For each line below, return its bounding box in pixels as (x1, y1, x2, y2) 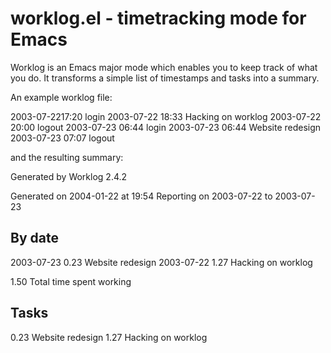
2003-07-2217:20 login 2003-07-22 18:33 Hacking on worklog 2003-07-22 (10, 110, 322, 122)
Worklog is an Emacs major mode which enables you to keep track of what (10, 61, 318, 73)
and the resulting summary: (10, 151, 124, 163)
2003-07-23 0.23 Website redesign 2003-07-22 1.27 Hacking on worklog (10, 256, 313, 268)
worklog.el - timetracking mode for (10, 7, 307, 30)
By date (10, 230, 59, 247)
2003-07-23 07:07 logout (10, 132, 115, 144)
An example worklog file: (10, 91, 113, 103)
